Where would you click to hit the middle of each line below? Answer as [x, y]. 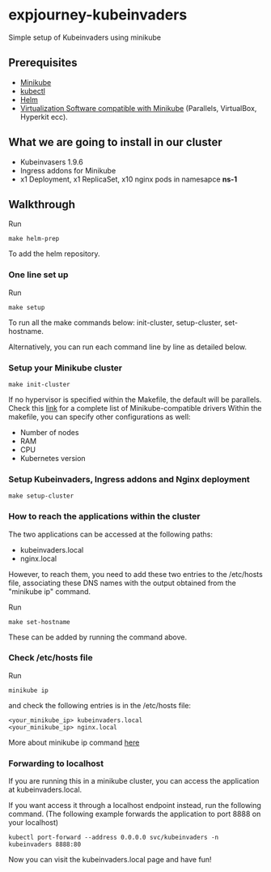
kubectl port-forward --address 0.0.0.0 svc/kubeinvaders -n [114, 838]
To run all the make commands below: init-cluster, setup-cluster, [116, 323]
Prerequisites [43, 63]
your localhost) [34, 823]
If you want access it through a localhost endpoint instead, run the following [135, 806]
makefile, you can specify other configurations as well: [100, 417]
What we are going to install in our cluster [115, 142]
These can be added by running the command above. [98, 637]
